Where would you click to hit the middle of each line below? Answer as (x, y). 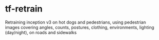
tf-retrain (24, 9)
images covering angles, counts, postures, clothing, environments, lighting (80, 27)
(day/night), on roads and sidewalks (41, 32)
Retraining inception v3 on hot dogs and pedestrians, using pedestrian (76, 22)
